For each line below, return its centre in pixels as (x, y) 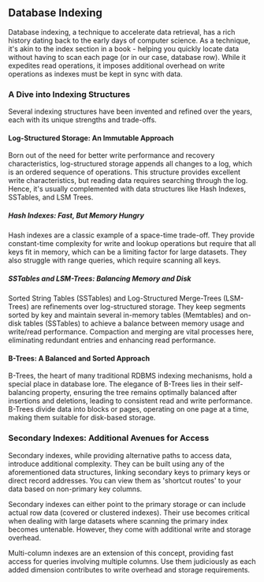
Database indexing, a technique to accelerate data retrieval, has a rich (122, 32)
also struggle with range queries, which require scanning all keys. (115, 260)
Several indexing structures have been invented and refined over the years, (130, 112)
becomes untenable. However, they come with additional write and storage (130, 529)
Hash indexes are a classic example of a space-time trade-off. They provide (131, 235)
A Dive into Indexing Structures (69, 94)
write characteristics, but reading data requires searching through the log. (128, 181)
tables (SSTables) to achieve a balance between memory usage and (134, 323)
